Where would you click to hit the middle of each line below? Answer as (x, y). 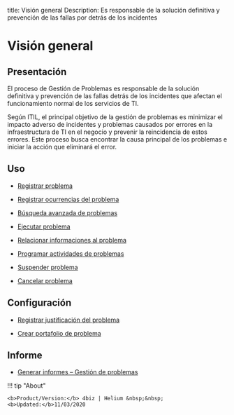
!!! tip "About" (27, 386)
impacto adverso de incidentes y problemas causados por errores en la (110, 124)
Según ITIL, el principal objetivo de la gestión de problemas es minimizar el (115, 117)
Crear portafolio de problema (59, 333)
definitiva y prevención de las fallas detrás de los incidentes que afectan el (115, 96)
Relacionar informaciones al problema (72, 240)
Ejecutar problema (44, 226)
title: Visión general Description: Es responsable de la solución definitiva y (114, 10)
